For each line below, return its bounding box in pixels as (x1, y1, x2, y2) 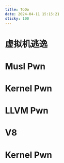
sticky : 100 (5, 16, 29, 21)
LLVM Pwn (5, 105, 48, 116)
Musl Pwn (5, 61, 46, 72)
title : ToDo (5, 7, 29, 12)
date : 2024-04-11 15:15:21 (5, 12, 60, 16)
